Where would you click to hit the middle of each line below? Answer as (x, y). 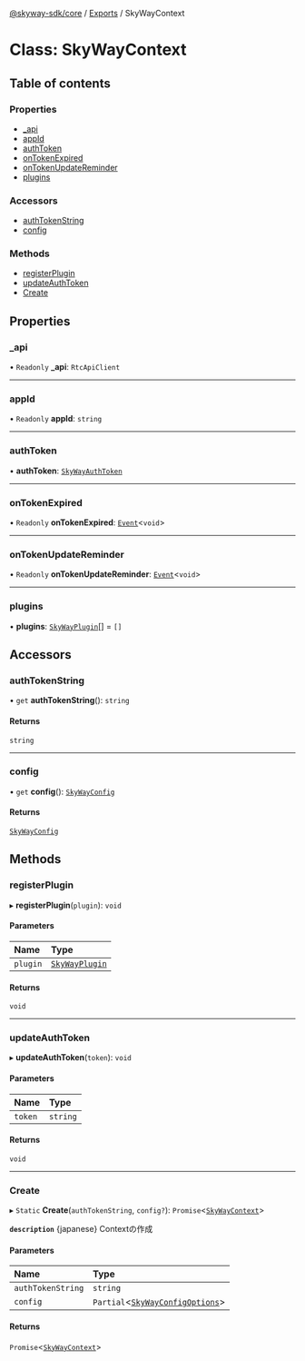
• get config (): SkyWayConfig (62, 791)
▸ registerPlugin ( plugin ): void (66, 905)
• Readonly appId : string (56, 419)
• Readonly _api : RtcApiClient (65, 367)
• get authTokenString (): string (69, 700)
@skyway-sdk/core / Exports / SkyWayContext (97, 13)
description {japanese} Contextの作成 (81, 1229)
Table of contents (60, 83)
